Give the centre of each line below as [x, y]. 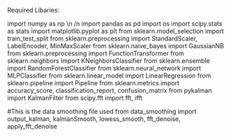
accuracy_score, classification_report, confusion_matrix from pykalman [110, 91]
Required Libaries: [33, 10]
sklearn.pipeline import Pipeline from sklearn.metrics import [94, 83]
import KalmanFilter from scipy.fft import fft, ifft [75, 98]
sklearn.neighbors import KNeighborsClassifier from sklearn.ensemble [109, 61]
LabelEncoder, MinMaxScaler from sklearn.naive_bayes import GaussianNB [116, 46]
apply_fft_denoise [32, 126]
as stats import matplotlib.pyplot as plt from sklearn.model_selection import [116, 31]
